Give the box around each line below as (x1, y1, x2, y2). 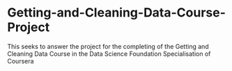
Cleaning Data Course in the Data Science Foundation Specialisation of (7, 50, 211, 58)
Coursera (7, 57, 34, 65)
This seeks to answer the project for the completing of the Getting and (7, 42, 209, 50)
